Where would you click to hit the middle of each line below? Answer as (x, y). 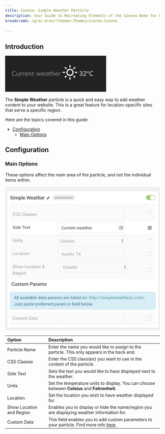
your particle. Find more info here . (82, 425)
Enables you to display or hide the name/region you (100, 407)
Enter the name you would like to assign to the (95, 347)
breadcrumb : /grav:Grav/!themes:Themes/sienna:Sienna (61, 21)
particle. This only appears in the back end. (92, 352)
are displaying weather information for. (87, 413)
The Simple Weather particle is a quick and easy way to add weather (75, 100)
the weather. (61, 376)
